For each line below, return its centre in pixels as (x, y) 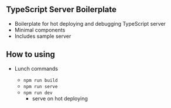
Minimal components (40, 30)
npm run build (40, 80)
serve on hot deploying (60, 98)
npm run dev (38, 93)
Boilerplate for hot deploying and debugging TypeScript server (90, 23)
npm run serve (40, 86)
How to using (31, 55)
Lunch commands (36, 68)
